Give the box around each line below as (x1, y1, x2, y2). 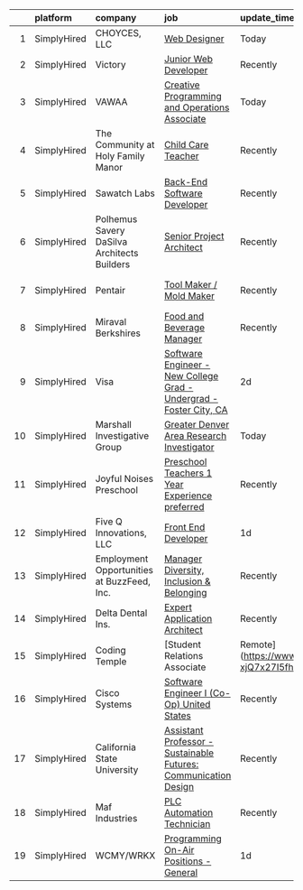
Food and (163, 311, 205, 322)
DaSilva (95, 236, 128, 247)
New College (163, 370, 219, 382)
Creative (163, 79, 200, 91)
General (163, 867, 198, 878)
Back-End (163, 176, 208, 188)
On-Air (163, 844, 195, 856)
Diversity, (163, 564, 205, 576)
